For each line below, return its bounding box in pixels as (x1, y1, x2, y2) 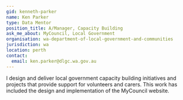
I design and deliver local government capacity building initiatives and (6, 75, 176, 82)
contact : (6, 53, 28, 59)
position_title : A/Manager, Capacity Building (6, 25, 123, 31)
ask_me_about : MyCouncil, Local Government (6, 31, 115, 37)
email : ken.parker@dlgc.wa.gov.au (11, 58, 97, 64)
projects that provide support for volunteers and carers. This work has (6, 80, 178, 88)
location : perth (6, 47, 46, 53)
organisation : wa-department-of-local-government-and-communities (6, 36, 174, 42)
